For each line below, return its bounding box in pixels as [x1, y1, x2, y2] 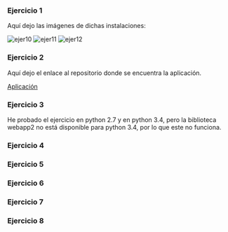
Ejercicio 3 [7, 100, 44, 109]
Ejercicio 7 [7, 197, 43, 207]
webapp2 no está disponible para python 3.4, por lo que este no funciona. [7, 123, 222, 131]
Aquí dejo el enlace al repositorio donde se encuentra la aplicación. [7, 69, 202, 77]
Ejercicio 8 [7, 216, 44, 226]
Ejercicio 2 [7, 53, 44, 62]
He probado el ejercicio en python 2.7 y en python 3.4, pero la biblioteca [7, 115, 217, 124]
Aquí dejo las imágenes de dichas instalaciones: [7, 22, 146, 30]
